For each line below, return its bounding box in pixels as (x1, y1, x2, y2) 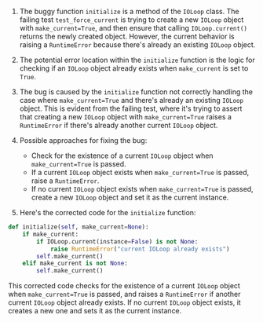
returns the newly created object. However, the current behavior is (19, 31, 235, 41)
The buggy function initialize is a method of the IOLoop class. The (19, 7, 239, 16)
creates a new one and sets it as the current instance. (8, 306, 182, 316)
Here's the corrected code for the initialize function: (19, 208, 196, 217)
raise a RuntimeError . (31, 176, 100, 185)
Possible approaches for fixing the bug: (19, 136, 148, 145)
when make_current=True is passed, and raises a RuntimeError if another (8, 290, 241, 299)
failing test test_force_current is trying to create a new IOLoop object (19, 15, 244, 24)
